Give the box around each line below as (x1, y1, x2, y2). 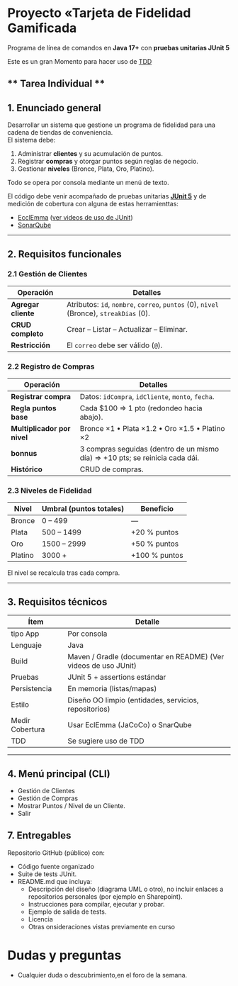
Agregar (11, 299, 40, 309)
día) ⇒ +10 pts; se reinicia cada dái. (79, 453, 200, 463)
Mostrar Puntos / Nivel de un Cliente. (17, 802, 126, 810)
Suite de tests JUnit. (17, 870, 77, 878)
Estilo (11, 700, 30, 710)
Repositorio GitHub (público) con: (7, 848, 105, 857)
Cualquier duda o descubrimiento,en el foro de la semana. (17, 970, 188, 979)
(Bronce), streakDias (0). (66, 308, 151, 318)
